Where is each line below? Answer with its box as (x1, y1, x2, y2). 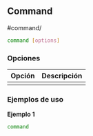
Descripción (41, 71, 83, 80)
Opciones (7, 53, 41, 63)
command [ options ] (7, 37, 60, 44)
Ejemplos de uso (7, 94, 64, 104)
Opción (10, 71, 35, 80)
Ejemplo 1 (7, 110, 35, 119)
